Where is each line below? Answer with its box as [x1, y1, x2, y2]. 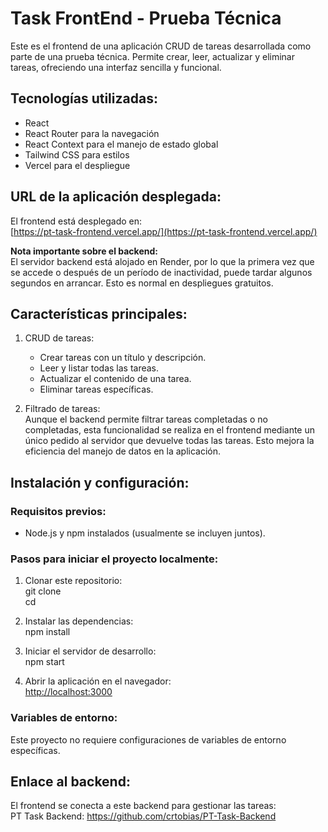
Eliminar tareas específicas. [39, 383, 154, 396]
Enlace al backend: [10, 773, 131, 791]
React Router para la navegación [24, 127, 160, 139]
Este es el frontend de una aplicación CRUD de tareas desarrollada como [10, 40, 312, 52]
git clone [24, 585, 62, 597]
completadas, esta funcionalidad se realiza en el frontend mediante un [24, 424, 315, 436]
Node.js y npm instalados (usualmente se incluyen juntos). [24, 527, 266, 539]
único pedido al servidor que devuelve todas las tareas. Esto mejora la [24, 435, 315, 447]
